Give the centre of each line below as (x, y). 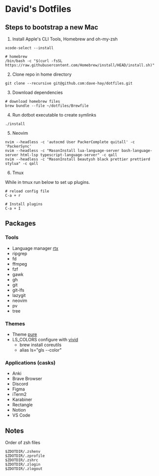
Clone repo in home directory (42, 74)
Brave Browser (27, 379)
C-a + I (13, 208)
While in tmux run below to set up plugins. (48, 182)
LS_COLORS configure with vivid (45, 339)
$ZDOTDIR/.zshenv (23, 452)
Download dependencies (37, 92)
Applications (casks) (30, 362)
